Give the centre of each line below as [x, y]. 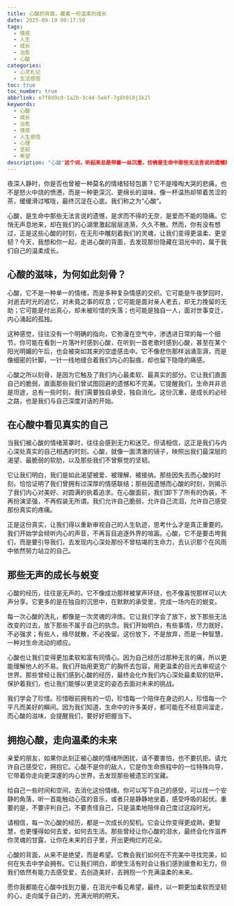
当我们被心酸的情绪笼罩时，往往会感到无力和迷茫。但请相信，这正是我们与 [114, 443]
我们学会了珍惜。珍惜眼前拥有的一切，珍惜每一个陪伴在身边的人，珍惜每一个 [117, 698]
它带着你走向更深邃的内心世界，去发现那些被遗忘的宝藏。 [89, 775]
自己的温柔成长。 [38, 250]
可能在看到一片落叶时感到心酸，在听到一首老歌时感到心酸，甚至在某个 [126, 342]
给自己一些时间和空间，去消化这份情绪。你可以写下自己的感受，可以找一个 [114, 790]
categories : [24, 66]
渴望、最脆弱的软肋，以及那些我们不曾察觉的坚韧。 [80, 460]
